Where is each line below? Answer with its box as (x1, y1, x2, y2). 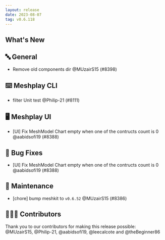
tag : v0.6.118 (5, 17, 35, 22)
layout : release (5, 7, 39, 13)
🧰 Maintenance (5, 182, 54, 190)
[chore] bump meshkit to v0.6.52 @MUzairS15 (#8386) (12, 195, 127, 201)
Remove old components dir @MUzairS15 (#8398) (12, 66, 117, 72)
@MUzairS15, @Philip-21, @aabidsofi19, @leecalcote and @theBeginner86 (5, 228, 160, 235)
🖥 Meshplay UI (5, 112, 51, 121)
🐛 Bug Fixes (5, 149, 43, 157)
